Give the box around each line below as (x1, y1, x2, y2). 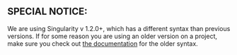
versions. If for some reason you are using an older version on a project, (7, 32, 218, 40)
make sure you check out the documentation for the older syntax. (7, 39, 198, 48)
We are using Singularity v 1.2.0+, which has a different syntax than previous (7, 24, 231, 32)
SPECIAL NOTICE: (7, 6, 88, 18)
